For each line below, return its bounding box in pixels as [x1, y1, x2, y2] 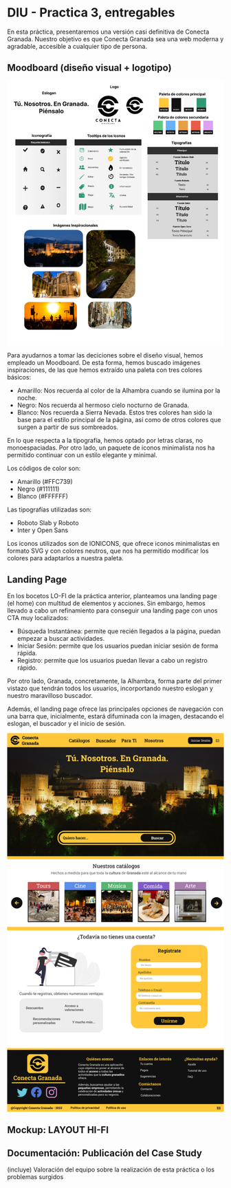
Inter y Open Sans [16, 526, 69, 534]
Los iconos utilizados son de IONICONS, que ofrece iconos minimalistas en [7, 539, 220, 547]
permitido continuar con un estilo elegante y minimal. [7, 450, 157, 459]
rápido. [16, 663, 38, 672]
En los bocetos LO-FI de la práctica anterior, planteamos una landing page [7, 592, 218, 600]
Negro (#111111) [16, 485, 60, 493]
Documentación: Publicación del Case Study [7, 1147, 203, 1159]
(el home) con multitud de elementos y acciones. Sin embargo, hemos [7, 599, 206, 608]
